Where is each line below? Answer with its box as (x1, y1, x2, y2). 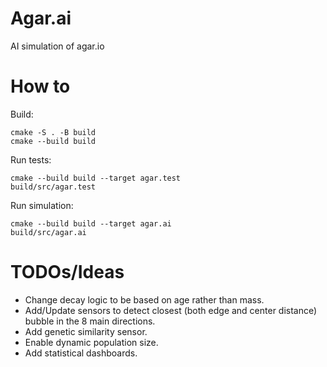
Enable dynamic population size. (24, 336, 159, 348)
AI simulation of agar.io (10, 40, 105, 52)
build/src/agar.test (10, 182, 97, 192)
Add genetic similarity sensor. (24, 325, 148, 337)
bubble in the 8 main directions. (24, 315, 156, 327)
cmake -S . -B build (10, 127, 97, 137)
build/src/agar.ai (10, 227, 87, 237)
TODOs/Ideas (10, 261, 125, 284)
